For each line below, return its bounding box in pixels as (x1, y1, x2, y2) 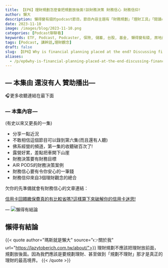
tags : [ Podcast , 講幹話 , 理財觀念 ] (5, 40, 72, 45)
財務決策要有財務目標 (12, 156, 56, 162)
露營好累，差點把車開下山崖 (12, 150, 70, 156)
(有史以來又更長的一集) (5, 120, 52, 126)
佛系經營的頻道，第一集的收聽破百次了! (12, 143, 93, 149)
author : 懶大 (5, 12, 31, 17)
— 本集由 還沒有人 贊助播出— (5, 78, 95, 87)
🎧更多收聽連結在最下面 (5, 93, 54, 99)
